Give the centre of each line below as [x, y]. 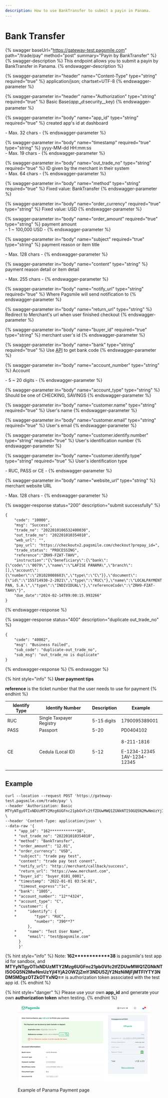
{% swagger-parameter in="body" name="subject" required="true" [75, 239]
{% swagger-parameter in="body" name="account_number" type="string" [82, 365]
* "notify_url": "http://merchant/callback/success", [71, 866]
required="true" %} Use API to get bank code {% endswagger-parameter [81, 350]
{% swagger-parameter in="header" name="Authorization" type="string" [81, 96]
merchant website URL [28, 486]
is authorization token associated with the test [112, 977]
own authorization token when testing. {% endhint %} [61, 997]
